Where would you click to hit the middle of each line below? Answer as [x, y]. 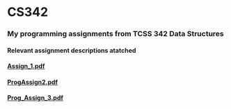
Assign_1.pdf [26, 66]
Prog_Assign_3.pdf [35, 98]
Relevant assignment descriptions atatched [72, 50]
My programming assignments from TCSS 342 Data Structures [115, 34]
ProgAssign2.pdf [32, 82]
